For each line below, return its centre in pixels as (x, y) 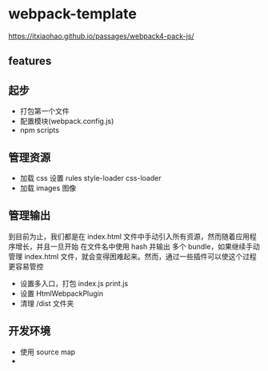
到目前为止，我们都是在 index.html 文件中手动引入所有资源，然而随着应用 (129, 236)
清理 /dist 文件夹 (47, 303)
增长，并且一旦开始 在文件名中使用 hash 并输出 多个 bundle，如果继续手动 (137, 246)
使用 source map (48, 352)
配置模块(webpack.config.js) (67, 122)
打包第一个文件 (44, 111)
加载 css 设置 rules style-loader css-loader (90, 178)
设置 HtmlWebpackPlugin (62, 293)
